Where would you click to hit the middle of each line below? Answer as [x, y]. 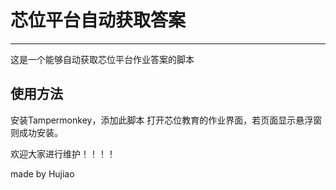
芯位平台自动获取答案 [98, 20]
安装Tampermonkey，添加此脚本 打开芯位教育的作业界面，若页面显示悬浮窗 [166, 120]
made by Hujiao [42, 173]
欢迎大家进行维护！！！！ [63, 153]
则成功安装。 [36, 132]
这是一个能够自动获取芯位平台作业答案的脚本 [102, 59]
